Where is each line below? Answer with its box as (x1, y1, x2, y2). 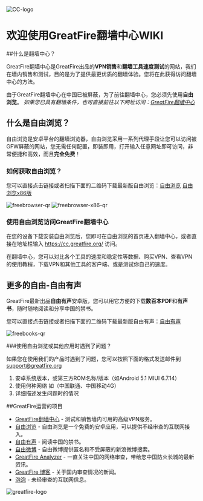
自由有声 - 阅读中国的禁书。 (14, 438, 85, 445)
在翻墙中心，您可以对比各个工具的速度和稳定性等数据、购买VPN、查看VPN (6, 253, 193, 260)
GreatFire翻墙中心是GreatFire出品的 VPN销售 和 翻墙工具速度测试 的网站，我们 (6, 62, 196, 70)
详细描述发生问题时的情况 (14, 390, 79, 397)
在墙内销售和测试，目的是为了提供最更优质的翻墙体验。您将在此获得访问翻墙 (6, 70, 197, 78)
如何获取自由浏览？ (6, 167, 62, 175)
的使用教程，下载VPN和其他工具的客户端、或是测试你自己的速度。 (6, 260, 171, 268)
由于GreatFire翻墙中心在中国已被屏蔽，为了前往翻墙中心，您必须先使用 (6, 91, 183, 98)
